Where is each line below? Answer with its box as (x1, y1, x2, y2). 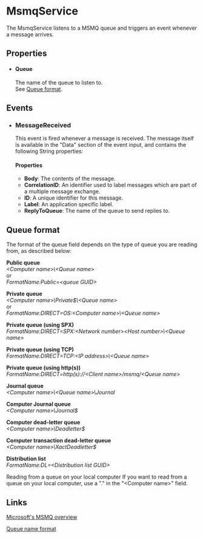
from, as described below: (6, 247, 72, 255)
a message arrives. (6, 30, 54, 38)
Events (6, 103, 33, 113)
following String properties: (15, 147, 84, 155)
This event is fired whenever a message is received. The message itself (15, 135, 194, 142)
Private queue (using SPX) (6, 321, 75, 329)
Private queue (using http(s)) (6, 364, 81, 371)
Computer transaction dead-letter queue (6, 437, 111, 444)
